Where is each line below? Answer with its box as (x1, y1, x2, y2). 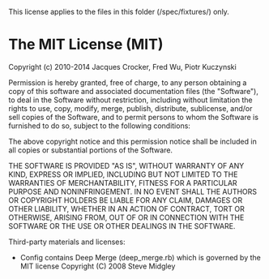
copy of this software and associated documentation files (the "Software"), (8, 86, 259, 96)
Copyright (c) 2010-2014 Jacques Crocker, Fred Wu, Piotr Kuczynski (8, 62, 237, 71)
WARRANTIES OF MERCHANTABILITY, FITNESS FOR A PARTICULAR (8, 178, 237, 187)
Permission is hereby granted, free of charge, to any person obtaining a (8, 77, 247, 88)
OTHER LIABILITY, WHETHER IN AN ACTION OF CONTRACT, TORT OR (8, 204, 245, 213)
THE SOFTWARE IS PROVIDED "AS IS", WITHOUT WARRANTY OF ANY (8, 161, 245, 170)
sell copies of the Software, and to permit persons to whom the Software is (8, 112, 259, 122)
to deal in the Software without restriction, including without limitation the (8, 95, 253, 105)
